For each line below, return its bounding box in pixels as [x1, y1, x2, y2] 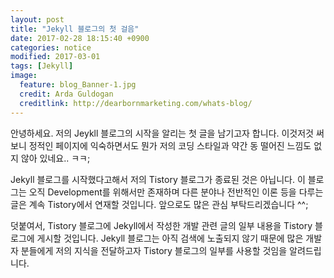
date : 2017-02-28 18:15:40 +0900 [10, 33, 150, 43]
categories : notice [10, 42, 92, 53]
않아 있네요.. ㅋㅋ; [20, 152, 91, 164]
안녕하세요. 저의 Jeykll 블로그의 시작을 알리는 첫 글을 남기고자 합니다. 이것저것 [10, 127, 315, 139]
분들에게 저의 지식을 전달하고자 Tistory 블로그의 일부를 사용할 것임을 [20, 244, 288, 256]
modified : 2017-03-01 [10, 52, 101, 62]
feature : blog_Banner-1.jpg [19, 80, 137, 90]
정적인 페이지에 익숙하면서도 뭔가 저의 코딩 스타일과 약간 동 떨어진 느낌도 [28, 139, 312, 151]
